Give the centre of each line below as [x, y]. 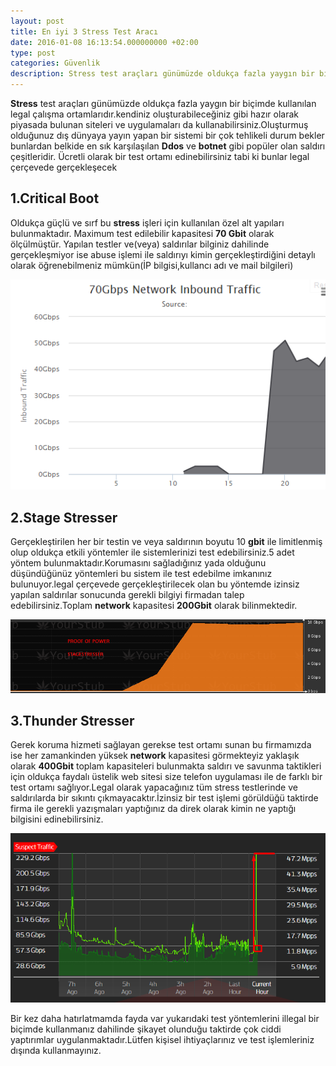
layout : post [37, 21]
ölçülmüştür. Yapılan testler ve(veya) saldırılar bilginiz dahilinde [140, 244]
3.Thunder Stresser [72, 721]
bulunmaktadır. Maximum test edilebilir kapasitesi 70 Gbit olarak [142, 233]
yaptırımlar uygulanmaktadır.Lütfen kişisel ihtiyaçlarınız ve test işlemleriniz [162, 1039]
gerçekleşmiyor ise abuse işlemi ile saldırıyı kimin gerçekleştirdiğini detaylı [163, 254]
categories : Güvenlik [55, 63]
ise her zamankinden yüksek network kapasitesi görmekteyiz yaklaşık [155, 756]
